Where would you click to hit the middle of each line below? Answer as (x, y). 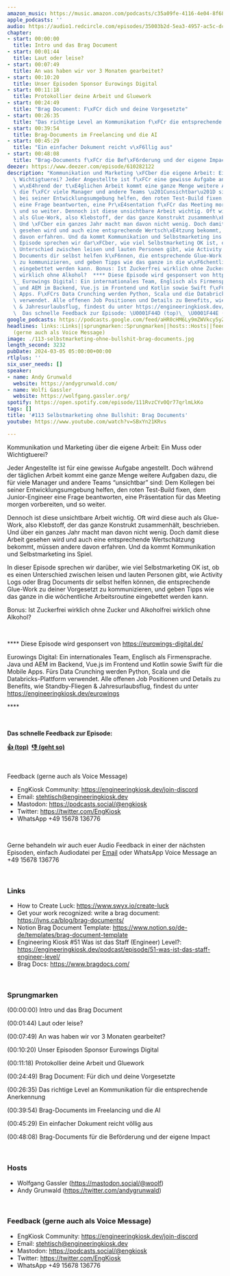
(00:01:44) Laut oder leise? (45, 1024)
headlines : (23, 326)
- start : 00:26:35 (33, 115)
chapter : (20, 33)
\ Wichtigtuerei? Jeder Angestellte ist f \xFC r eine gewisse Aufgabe (114, 179)
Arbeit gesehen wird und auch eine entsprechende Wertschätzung (101, 539)
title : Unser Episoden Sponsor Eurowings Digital (85, 84)
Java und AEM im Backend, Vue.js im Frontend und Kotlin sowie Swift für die (115, 664)
